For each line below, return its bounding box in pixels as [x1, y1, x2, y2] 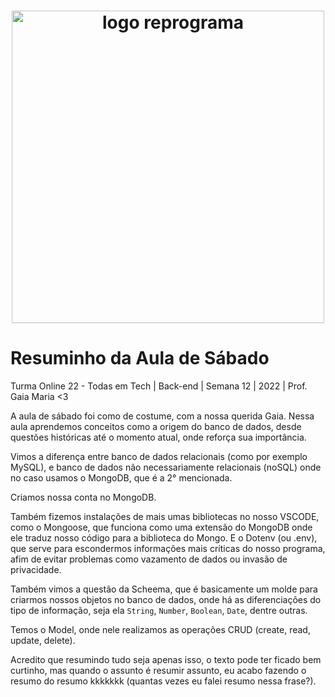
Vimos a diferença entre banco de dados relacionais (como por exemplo [10, 451, 308, 463]
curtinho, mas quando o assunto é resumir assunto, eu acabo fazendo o [10, 665, 307, 677]
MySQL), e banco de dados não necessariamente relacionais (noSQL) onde [10, 461, 322, 474]
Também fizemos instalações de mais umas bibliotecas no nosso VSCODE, [10, 511, 320, 523]
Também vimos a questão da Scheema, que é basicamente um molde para [10, 583, 318, 595]
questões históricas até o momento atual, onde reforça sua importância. [10, 431, 307, 444]
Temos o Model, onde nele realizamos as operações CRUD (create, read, [10, 624, 311, 636]
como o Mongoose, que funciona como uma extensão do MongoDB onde [10, 521, 313, 534]
